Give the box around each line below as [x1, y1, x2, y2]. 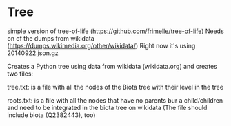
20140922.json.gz [7, 49, 59, 57]
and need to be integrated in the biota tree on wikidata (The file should [7, 103, 208, 112]
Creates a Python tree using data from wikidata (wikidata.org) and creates [7, 62, 217, 70]
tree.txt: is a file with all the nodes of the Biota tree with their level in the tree [7, 83, 224, 91]
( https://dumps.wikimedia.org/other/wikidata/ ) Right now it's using [7, 41, 196, 50]
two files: [7, 70, 33, 78]
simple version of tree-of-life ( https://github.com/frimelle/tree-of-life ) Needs [7, 27, 224, 35]
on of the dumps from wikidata [7, 34, 94, 42]
